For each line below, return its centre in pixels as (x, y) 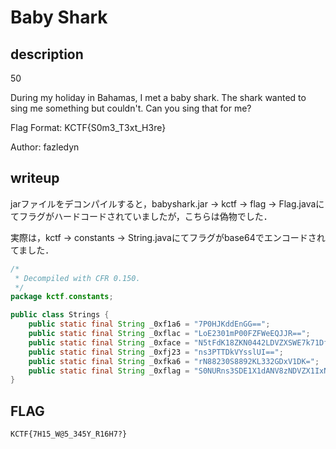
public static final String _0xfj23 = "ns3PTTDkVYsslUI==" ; (156, 352)
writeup (35, 178)
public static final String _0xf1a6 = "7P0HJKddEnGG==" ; (149, 324)
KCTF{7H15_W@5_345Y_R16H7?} (69, 434)
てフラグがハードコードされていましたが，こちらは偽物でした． (141, 216)
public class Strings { (60, 315)
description (47, 54)
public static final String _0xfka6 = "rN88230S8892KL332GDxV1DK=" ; (174, 361)
